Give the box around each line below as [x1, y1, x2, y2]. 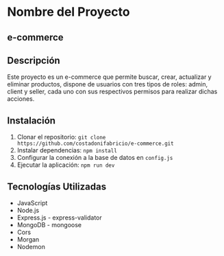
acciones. [7, 95, 35, 103]
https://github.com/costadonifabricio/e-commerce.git [16, 140, 174, 148]
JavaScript [16, 199, 48, 207]
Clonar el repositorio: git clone [16, 133, 106, 141]
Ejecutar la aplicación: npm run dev [16, 161, 115, 169]
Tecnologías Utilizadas [7, 181, 107, 192]
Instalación [7, 115, 56, 126]
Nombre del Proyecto [7, 4, 130, 20]
